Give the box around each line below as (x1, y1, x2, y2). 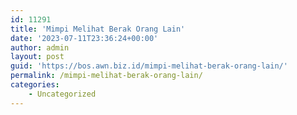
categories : (10, 80, 60, 90)
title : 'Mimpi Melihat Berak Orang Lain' (10, 24, 186, 34)
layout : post (10, 52, 65, 62)
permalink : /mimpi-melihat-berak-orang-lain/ (10, 71, 203, 81)
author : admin (10, 42, 70, 53)
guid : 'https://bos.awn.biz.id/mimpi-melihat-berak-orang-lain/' (10, 61, 288, 71)
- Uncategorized (28, 89, 97, 99)
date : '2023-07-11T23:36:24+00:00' (10, 33, 159, 43)
